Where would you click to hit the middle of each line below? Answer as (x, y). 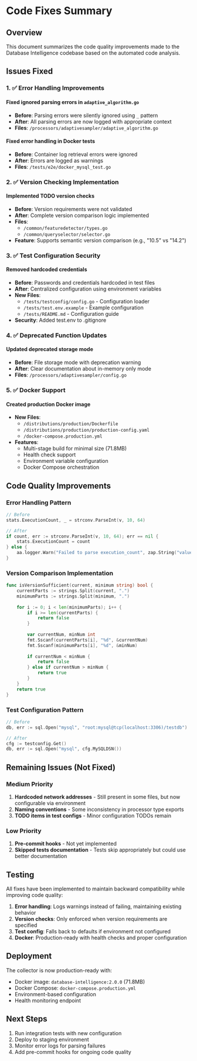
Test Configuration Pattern (45, 710)
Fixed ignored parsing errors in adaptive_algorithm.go (73, 102)
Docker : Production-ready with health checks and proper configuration (101, 938)
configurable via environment (50, 803)
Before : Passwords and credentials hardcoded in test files (85, 282)
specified (26, 925)
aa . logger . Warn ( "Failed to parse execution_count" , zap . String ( (97, 553)
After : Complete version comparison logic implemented (82, 215)
